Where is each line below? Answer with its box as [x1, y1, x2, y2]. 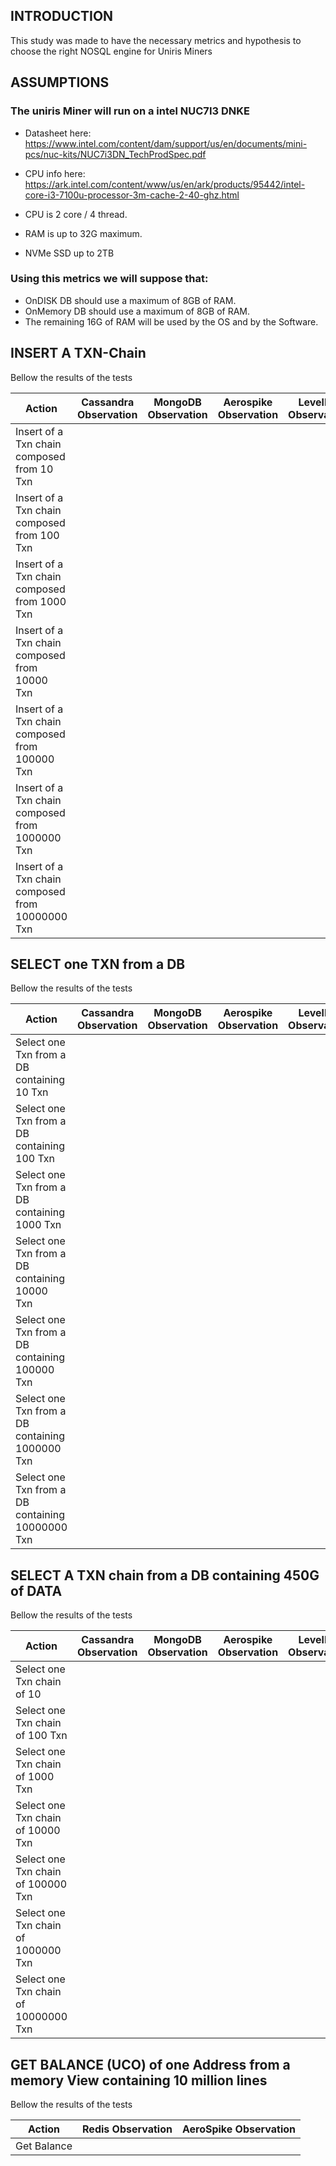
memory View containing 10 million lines [10, 2072, 268, 2089]
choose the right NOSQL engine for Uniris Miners [10, 45, 213, 57]
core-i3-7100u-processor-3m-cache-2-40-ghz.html [24, 189, 240, 201]
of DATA [10, 1582, 63, 1599]
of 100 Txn [15, 1729, 68, 1743]
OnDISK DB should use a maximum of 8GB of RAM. [24, 294, 237, 306]
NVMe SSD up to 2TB [24, 247, 115, 259]
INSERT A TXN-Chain [10, 345, 147, 362]
